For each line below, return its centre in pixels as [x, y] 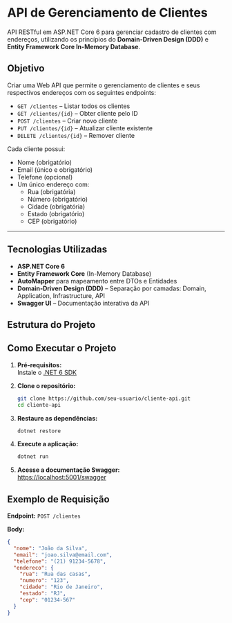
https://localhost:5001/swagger [62, 477]
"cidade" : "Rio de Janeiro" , [61, 587]
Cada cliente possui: [36, 149]
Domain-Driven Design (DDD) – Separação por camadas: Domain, [112, 288]
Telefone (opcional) [45, 177]
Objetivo [26, 68]
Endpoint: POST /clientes [44, 516]
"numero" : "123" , [45, 581]
